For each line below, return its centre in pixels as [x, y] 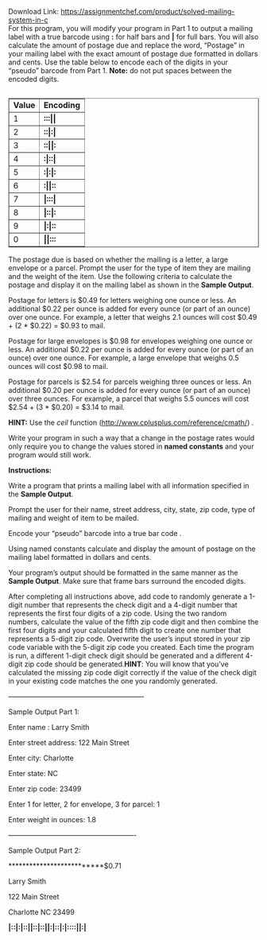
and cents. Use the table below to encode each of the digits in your [118, 62]
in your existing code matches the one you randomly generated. [113, 681]
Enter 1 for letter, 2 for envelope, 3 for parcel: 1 [84, 804]
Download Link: [34, 12]
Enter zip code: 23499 [45, 789]
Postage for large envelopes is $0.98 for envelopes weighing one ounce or [130, 341]
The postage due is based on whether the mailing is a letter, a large [118, 259]
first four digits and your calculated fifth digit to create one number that [125, 630]
